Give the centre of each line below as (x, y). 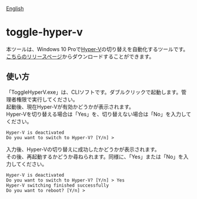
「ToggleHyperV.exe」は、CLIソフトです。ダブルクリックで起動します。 (94, 92)
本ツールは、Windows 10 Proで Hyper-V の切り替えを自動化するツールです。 (97, 49)
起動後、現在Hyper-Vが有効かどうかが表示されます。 (70, 107)
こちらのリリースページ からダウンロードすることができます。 (80, 56)
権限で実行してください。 (47, 99)
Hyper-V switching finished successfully (58, 185)
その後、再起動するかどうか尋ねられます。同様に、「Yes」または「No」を (95, 156)
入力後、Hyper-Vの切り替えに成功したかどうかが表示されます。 (83, 149)
